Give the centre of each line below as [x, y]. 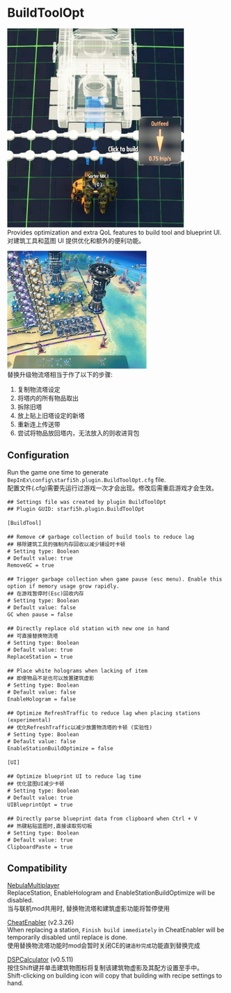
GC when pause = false [40, 614]
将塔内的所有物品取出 [48, 398]
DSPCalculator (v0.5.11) [40, 959]
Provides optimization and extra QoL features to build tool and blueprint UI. [114, 232]
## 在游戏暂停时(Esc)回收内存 [46, 593]
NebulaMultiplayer [33, 885]
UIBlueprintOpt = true [40, 805]
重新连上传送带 [39, 424]
